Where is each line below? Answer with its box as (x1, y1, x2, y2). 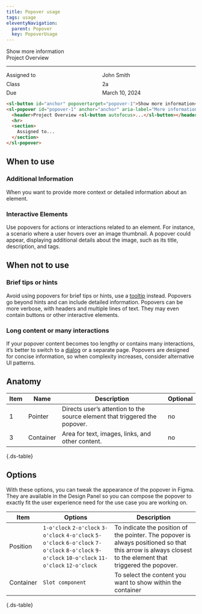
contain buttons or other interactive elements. (6, 311, 120, 318)
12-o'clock (66, 562, 97, 569)
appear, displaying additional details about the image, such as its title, (6, 236, 179, 243)
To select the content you (114, 571, 186, 579)
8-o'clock (66, 547, 94, 554)
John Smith (102, 72, 130, 79)
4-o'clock (66, 531, 94, 539)
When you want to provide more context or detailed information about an (6, 188, 187, 196)
